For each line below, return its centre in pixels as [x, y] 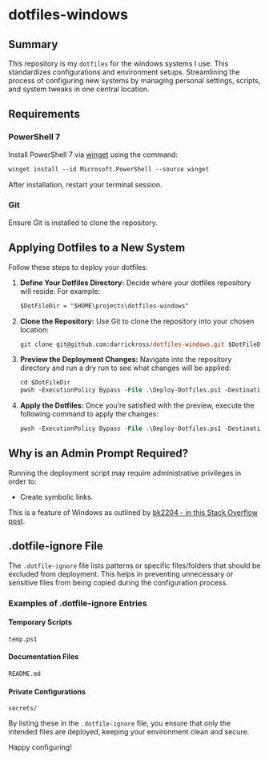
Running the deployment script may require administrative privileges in [125, 472]
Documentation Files [44, 657]
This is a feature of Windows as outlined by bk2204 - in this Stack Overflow [133, 512]
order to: [23, 481]
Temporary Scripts [40, 622]
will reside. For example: [60, 291]
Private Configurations [47, 691]
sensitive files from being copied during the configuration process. [118, 582]
